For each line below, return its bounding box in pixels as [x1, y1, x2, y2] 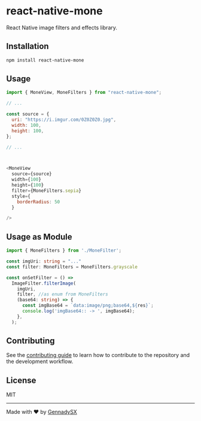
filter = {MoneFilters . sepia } [11, 187, 82, 194]
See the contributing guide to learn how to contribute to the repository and [6, 352, 190, 359]
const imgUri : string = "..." [6, 258, 82, 264]
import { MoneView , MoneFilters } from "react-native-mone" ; [6, 90, 162, 96]
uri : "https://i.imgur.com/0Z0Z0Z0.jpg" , [11, 117, 117, 123]
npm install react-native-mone [6, 57, 84, 63]
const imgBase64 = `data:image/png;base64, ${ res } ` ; [22, 303, 154, 309]
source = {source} [11, 171, 52, 177]
